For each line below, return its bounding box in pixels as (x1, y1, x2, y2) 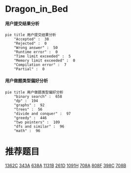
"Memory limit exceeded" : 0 (14, 58, 76, 63)
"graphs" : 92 (14, 103, 45, 108)
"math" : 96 (14, 128, 41, 133)
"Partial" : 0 (14, 67, 45, 72)
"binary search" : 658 (14, 94, 63, 99)
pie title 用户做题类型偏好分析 (5, 89, 64, 95)
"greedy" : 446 (14, 115, 47, 120)
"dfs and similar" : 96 (14, 124, 65, 129)
